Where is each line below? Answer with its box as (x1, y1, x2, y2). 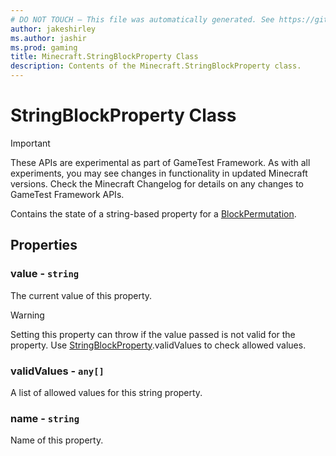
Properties (10, 237, 78, 254)
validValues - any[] (10, 364, 105, 378)
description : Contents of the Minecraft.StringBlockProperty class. (10, 61, 302, 71)
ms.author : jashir (10, 33, 87, 43)
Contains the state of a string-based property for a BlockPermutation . (10, 207, 297, 220)
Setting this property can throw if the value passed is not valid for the (10, 328, 296, 340)
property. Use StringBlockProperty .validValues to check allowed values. (10, 339, 307, 351)
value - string (10, 267, 80, 281)
